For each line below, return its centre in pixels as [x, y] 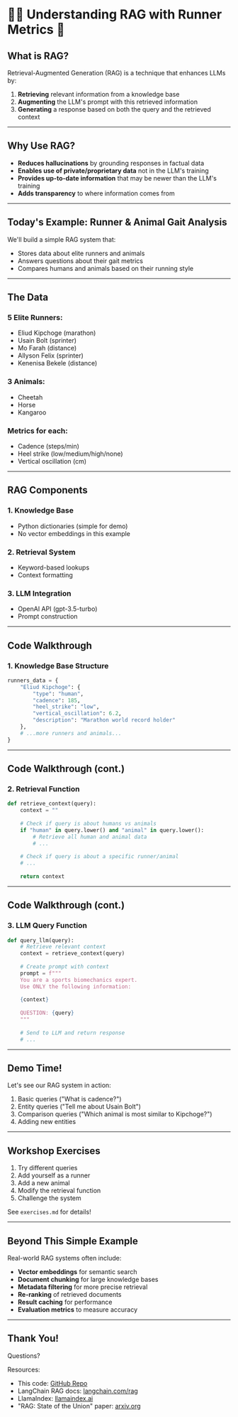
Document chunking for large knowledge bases [88, 1279]
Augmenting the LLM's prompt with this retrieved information [108, 102]
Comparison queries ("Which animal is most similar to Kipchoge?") [115, 1114]
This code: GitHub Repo [52, 1383]
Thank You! [33, 1338]
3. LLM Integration [39, 593]
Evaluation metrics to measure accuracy [78, 1309]
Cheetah [30, 397]
